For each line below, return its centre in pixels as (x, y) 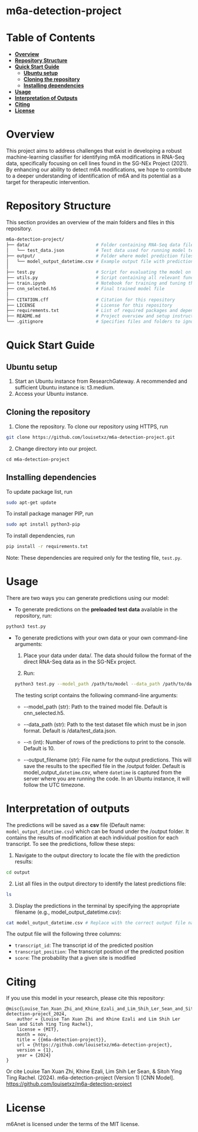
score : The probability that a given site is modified (75, 958)
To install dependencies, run (41, 536)
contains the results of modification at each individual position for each (92, 837)
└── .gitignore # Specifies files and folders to (93, 322)
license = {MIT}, (38, 1030)
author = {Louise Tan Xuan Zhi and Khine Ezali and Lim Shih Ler (99, 1019)
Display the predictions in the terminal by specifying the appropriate (97, 905)
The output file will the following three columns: (64, 934)
